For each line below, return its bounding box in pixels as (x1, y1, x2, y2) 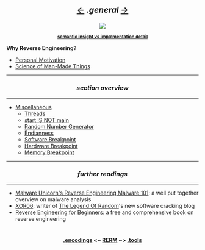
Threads (24, 110, 46, 117)
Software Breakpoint (24, 135, 76, 143)
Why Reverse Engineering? (6, 45, 77, 52)
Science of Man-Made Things (15, 63, 90, 70)
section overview (76, 84, 129, 92)
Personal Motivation (15, 56, 66, 63)
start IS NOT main (24, 116, 69, 124)
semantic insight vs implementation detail (57, 34, 148, 40)
